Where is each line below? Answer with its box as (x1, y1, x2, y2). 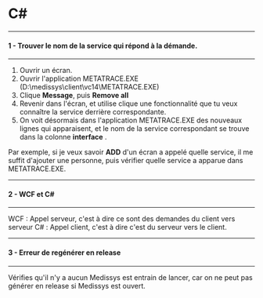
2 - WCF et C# (8, 189, 55, 198)
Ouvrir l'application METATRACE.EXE (19, 74, 139, 83)
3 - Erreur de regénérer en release (8, 248, 121, 257)
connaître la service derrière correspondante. (19, 107, 167, 117)
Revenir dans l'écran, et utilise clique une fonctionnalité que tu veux (19, 99, 238, 108)
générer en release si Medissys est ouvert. (8, 281, 146, 290)
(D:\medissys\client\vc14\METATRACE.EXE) (19, 82, 160, 92)
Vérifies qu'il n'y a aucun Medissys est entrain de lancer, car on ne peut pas (8, 272, 253, 282)
